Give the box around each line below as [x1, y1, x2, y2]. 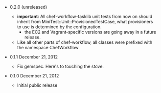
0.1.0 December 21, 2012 [9, 73, 59, 78]
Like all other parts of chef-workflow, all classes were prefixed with [17, 39, 153, 45]
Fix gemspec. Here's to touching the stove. [17, 63, 104, 69]
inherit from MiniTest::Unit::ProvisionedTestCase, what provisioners [17, 19, 153, 24]
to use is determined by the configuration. [17, 24, 102, 30]
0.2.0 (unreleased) [9, 4, 47, 10]
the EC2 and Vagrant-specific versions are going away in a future [24, 29, 157, 35]
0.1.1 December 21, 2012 [9, 54, 58, 60]
